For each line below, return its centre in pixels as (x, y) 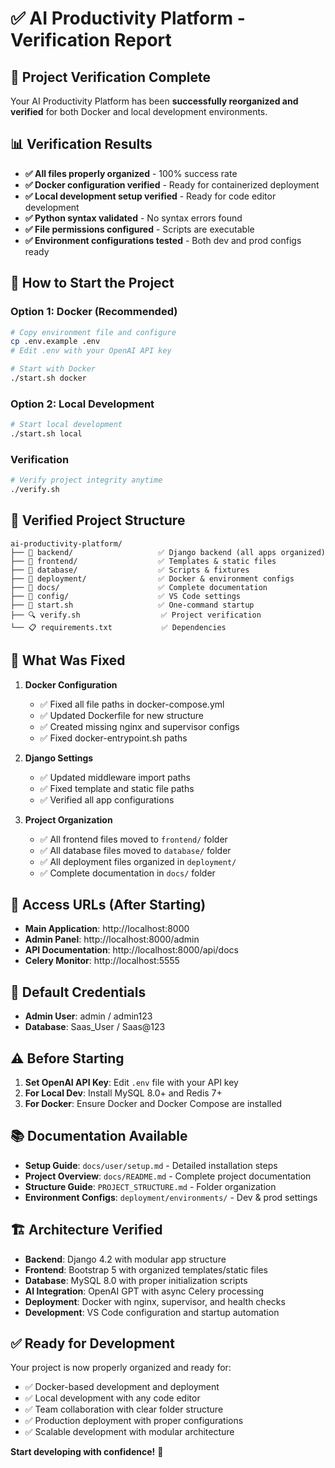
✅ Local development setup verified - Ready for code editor (150, 196)
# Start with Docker (53, 369)
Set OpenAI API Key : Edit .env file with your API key (131, 1083)
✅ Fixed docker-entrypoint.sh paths (113, 738)
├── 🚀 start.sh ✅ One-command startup (132, 605)
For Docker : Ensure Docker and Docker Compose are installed (153, 1104)
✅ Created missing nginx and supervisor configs (139, 726)
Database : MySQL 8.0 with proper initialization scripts (136, 1280)
